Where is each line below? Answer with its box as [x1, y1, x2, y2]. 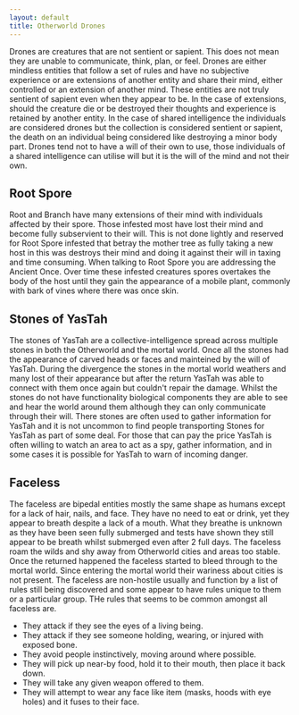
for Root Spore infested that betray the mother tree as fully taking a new [9, 238, 274, 248]
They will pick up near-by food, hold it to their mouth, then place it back [21, 658, 286, 669]
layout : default [9, 13, 70, 22]
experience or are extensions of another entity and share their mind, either [9, 74, 284, 85]
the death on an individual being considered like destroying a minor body [9, 131, 278, 142]
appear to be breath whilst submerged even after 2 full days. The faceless [9, 536, 281, 547]
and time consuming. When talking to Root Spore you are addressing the [9, 257, 277, 268]
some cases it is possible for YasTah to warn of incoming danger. [9, 449, 248, 460]
